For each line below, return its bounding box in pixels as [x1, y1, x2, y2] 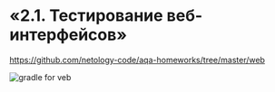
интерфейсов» [9, 24, 127, 45]
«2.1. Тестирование [9, 5, 163, 26]
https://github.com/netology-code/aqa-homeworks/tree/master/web [9, 54, 266, 65]
